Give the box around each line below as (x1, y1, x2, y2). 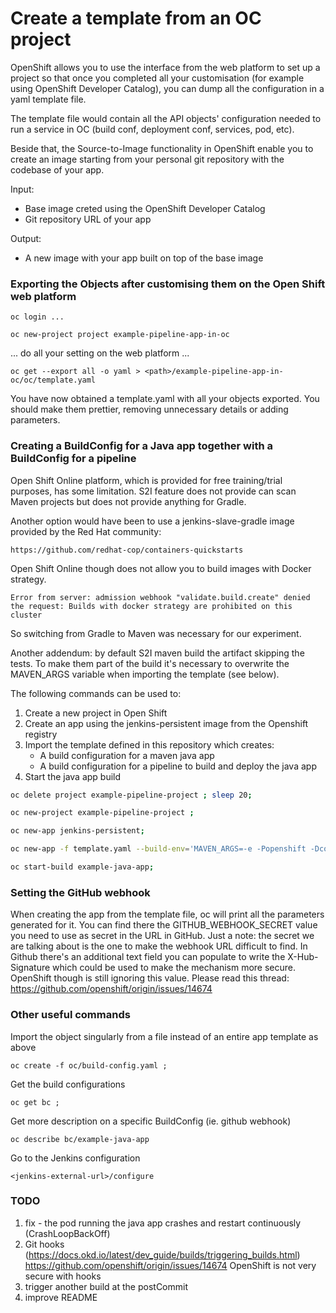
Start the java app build (24, 770, 122, 782)
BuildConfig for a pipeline (10, 452, 137, 466)
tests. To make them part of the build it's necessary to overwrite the (10, 657, 290, 669)
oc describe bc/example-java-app (10, 1134, 150, 1144)
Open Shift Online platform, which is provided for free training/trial (10, 474, 283, 486)
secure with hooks (24, 1270, 102, 1282)
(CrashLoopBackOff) (24, 1227, 111, 1239)
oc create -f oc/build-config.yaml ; (10, 1060, 168, 1071)
